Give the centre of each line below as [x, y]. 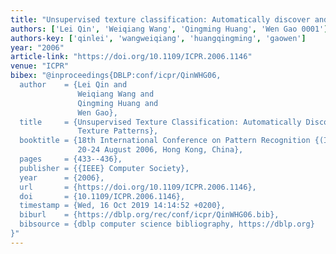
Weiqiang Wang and [116, 94]
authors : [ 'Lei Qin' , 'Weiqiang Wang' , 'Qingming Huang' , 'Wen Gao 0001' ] [169, 29]
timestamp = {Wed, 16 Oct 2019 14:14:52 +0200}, [122, 206]
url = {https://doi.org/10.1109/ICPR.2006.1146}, [138, 187]
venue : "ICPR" [40, 66]
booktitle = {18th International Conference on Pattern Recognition [165, 141]
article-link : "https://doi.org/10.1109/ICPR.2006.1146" [131, 57]
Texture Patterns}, [118, 131]
